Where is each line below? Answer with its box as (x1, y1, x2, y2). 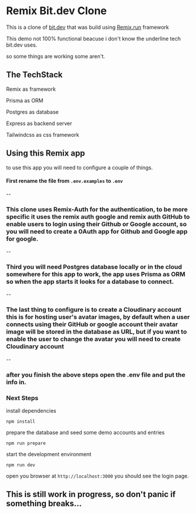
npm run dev (6, 462, 35, 468)
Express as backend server (6, 120, 72, 127)
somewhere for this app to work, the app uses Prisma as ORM (6, 270, 185, 278)
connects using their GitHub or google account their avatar (6, 320, 178, 328)
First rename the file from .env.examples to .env (6, 177, 123, 184)
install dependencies (6, 407, 57, 414)
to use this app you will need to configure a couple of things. (6, 164, 153, 171)
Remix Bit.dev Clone (6, 4, 107, 18)
